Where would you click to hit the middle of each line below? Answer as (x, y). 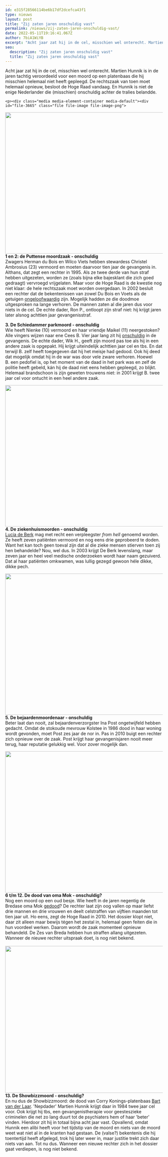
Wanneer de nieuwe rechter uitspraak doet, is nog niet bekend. (70, 938)
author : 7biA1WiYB (24, 38)
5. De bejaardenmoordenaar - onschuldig (49, 718)
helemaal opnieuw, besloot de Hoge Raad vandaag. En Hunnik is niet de (79, 87)
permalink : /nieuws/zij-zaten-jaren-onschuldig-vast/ (62, 29)
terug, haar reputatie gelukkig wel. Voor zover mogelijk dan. (67, 745)
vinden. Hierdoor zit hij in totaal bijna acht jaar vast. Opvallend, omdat (77, 1122)
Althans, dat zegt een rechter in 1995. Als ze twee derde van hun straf (77, 272)
